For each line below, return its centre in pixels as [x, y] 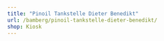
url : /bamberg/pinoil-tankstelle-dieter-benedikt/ [82, 20]
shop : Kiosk [24, 26]
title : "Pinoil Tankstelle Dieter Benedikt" [73, 14]
